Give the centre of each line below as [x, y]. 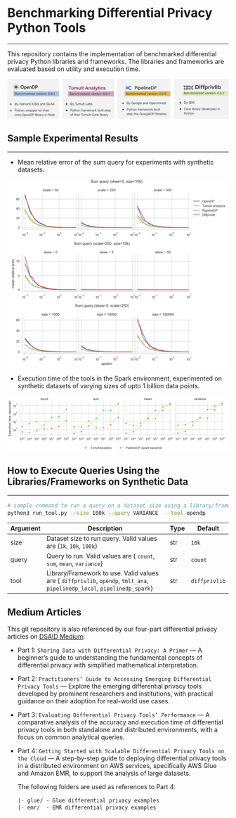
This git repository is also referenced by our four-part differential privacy [112, 629]
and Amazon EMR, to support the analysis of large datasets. [104, 773]
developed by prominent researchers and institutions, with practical [115, 694]
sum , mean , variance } [75, 563]
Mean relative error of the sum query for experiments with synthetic [116, 162]
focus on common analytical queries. [71, 737]
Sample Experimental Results [73, 139]
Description [105, 528]
